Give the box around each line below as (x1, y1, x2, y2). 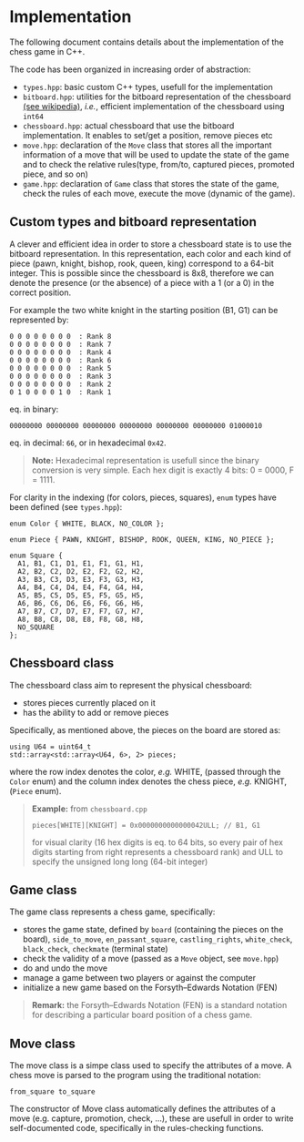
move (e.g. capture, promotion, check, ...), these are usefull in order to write (9, 1113, 294, 1124)
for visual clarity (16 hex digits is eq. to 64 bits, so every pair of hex (31, 836, 284, 848)
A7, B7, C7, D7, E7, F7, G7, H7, (17, 607, 145, 616)
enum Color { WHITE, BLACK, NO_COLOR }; (9, 519, 166, 528)
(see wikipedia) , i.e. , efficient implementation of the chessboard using (22, 100, 285, 111)
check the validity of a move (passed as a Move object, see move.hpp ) (22, 953, 279, 964)
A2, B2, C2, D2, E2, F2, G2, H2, (17, 566, 145, 576)
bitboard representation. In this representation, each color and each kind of (9, 248, 291, 259)
